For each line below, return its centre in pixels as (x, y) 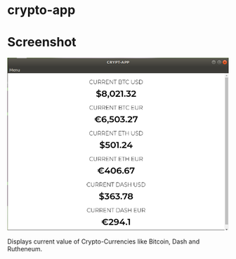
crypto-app (41, 10)
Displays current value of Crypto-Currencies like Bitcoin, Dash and (104, 241)
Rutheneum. (25, 249)
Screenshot (42, 42)
